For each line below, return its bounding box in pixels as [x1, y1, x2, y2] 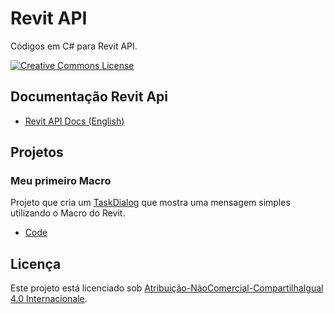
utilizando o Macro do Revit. [10, 207, 126, 219]
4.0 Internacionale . [10, 293, 88, 305]
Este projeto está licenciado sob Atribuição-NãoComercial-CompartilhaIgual [10, 282, 324, 294]
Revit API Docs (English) [24, 115, 125, 127]
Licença [10, 255, 62, 272]
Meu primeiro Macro [10, 174, 112, 188]
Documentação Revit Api [10, 88, 169, 106]
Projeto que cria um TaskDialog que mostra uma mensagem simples [10, 197, 291, 209]
